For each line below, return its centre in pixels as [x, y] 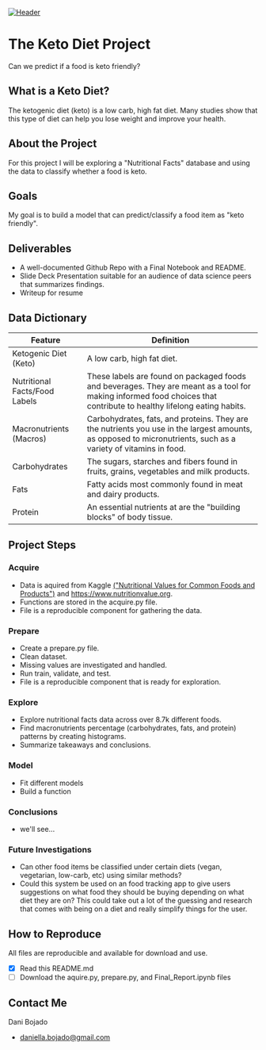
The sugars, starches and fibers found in [162, 462]
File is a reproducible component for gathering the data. [111, 610]
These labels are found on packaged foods [167, 376]
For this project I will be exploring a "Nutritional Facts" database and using [129, 163]
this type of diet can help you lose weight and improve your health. [117, 118]
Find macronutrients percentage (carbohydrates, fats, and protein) [128, 728]
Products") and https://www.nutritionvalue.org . [96, 593]
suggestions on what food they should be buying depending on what [132, 892]
